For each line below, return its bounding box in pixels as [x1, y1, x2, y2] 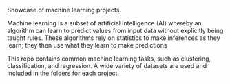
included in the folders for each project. [7, 69, 119, 77]
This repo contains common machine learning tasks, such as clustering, [7, 54, 211, 63]
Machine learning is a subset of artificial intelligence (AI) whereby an [7, 19, 202, 27]
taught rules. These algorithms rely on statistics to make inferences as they [7, 34, 220, 42]
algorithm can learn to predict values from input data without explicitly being [7, 27, 224, 34]
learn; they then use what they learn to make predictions [7, 41, 167, 49]
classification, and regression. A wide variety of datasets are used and [7, 62, 207, 70]
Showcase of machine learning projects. [7, 6, 122, 14]
